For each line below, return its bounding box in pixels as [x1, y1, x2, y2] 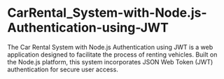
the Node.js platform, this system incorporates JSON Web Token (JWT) [7, 57, 213, 66]
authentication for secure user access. [7, 65, 119, 73]
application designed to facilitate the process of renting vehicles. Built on [7, 50, 218, 59]
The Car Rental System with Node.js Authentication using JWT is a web [7, 43, 213, 51]
